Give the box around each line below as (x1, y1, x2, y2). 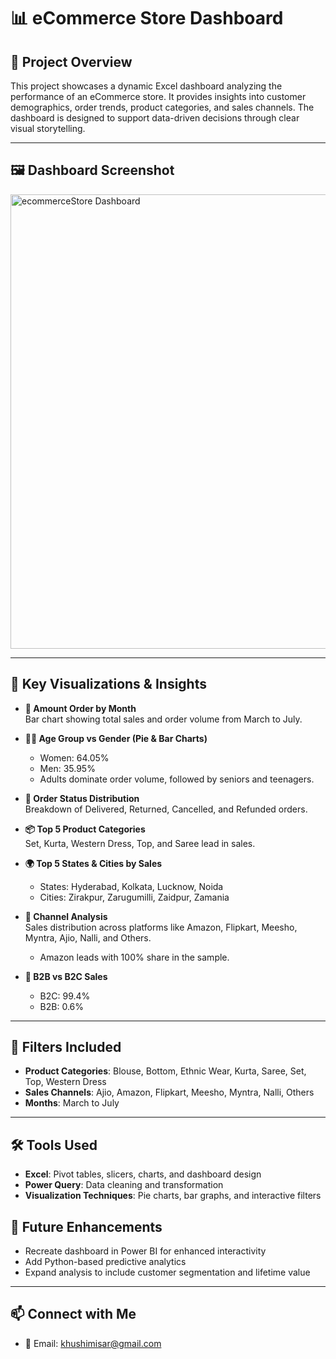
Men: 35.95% (39, 762, 96, 774)
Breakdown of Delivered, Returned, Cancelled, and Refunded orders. (24, 803, 308, 815)
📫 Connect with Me (10, 1306, 137, 1323)
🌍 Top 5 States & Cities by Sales (24, 857, 163, 869)
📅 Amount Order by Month (24, 702, 137, 714)
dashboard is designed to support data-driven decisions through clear (10, 112, 300, 124)
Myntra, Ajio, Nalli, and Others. (24, 931, 152, 944)
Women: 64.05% (39, 751, 110, 764)
